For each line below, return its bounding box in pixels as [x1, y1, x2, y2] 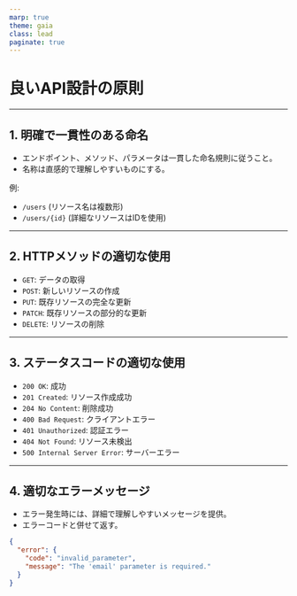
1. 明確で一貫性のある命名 [9, 128, 148, 143]
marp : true [9, 12, 49, 22]
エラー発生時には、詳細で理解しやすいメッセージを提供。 [21, 508, 232, 519]
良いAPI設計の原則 [9, 79, 144, 98]
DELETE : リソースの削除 [21, 318, 105, 329]
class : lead [9, 29, 53, 38]
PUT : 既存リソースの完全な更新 [21, 296, 132, 306]
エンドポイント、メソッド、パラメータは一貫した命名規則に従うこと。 [21, 152, 278, 163]
